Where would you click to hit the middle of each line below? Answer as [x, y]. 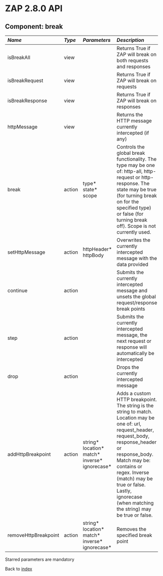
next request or [134, 341]
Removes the [131, 529]
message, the [132, 335]
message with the [137, 258]
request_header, [135, 430]
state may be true [137, 189]
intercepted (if [133, 133]
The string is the [135, 406]
